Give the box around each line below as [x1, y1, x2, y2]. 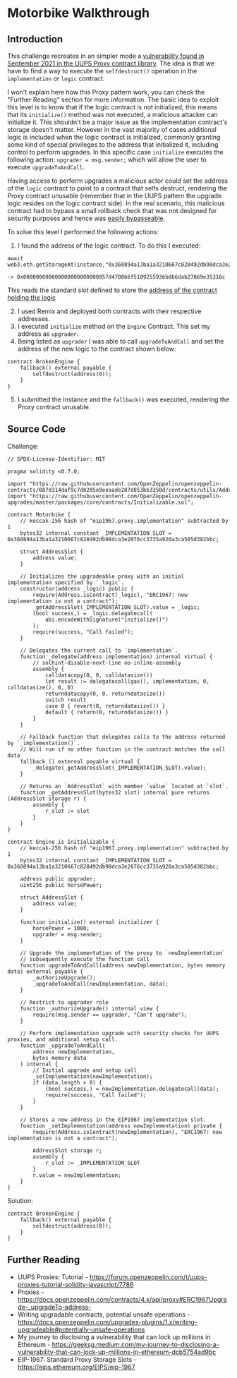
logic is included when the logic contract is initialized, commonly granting [7, 133, 221, 141]
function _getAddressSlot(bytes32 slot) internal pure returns [20, 789, 210, 796]
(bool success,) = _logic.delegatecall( [32, 610, 153, 617]
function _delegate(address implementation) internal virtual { [20, 653, 213, 660]
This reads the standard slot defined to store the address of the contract [7, 286, 217, 294]
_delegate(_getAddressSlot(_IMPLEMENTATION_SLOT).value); [32, 764, 207, 771]
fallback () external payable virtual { [20, 758, 140, 765]
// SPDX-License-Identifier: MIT [7, 455, 106, 463]
